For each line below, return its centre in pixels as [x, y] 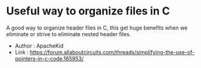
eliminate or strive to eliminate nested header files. [69, 34]
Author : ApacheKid [39, 46]
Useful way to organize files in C [88, 11]
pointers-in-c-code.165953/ [49, 58]
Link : [22, 52]
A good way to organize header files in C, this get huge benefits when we [97, 28]
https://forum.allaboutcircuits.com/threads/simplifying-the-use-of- [112, 52]
